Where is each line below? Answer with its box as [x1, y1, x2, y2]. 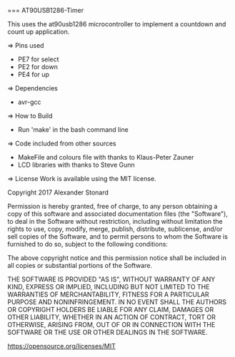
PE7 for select [17, 55, 59, 63]
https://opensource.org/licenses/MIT [7, 342, 116, 350]
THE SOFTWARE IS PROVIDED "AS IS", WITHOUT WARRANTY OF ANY [7, 275, 216, 284]
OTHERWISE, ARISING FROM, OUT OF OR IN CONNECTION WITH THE [7, 321, 216, 328]
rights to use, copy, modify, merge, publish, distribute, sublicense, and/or [7, 224, 223, 233]
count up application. [7, 28, 70, 36]
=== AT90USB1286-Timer [7, 6, 84, 14]
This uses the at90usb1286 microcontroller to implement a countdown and [7, 20, 226, 28]
